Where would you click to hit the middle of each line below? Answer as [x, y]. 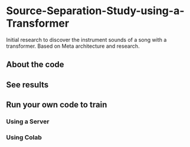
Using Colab [24, 137]
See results [27, 85]
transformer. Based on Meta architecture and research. [73, 46]
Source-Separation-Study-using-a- [95, 11]
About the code [35, 65]
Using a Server [28, 122]
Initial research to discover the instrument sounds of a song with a [86, 40]
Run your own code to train [57, 105]
